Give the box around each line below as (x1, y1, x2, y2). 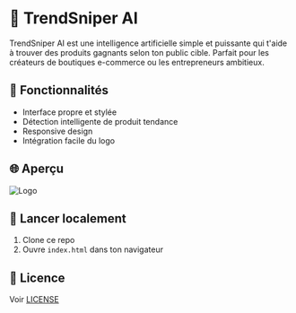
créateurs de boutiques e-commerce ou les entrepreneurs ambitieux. (9, 57, 265, 67)
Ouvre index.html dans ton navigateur (22, 244, 164, 255)
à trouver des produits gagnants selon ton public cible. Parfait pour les (9, 47, 269, 57)
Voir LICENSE (9, 294, 60, 305)
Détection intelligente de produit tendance (22, 116, 178, 126)
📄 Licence (9, 270, 65, 285)
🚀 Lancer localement (9, 211, 127, 226)
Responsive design (22, 126, 93, 136)
